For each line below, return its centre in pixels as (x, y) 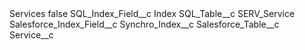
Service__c (31, 35)
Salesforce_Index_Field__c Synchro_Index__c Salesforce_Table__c (144, 24)
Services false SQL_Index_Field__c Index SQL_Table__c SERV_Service (152, 13)
